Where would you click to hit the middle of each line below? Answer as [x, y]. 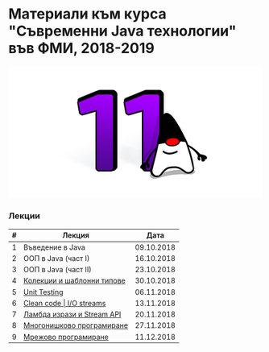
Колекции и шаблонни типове [75, 281]
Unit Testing [43, 292]
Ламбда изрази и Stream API [72, 314]
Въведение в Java [55, 247]
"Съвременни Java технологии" [122, 31]
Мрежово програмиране [66, 337]
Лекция [76, 235]
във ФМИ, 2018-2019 [81, 48]
